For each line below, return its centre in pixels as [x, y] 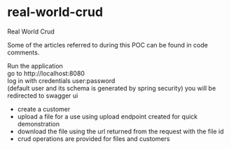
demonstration [38, 123]
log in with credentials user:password [61, 80]
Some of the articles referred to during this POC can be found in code [108, 45]
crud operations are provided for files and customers [93, 138]
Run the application [35, 66]
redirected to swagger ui [43, 96]
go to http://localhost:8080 [46, 73]
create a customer [44, 109]
